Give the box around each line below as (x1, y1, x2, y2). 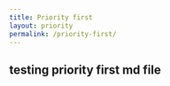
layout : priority (9, 21, 73, 30)
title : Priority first (9, 12, 93, 22)
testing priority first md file (9, 62, 162, 77)
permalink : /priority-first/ (9, 29, 117, 38)
